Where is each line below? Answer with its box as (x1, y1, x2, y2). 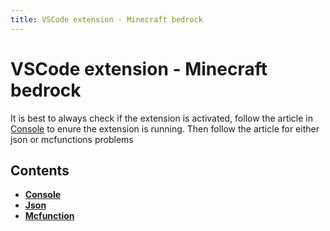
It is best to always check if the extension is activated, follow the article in (10, 112, 313, 124)
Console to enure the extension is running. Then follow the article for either (10, 122, 320, 135)
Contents (10, 162, 70, 179)
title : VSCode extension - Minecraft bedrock (10, 14, 203, 25)
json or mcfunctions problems (10, 133, 134, 145)
